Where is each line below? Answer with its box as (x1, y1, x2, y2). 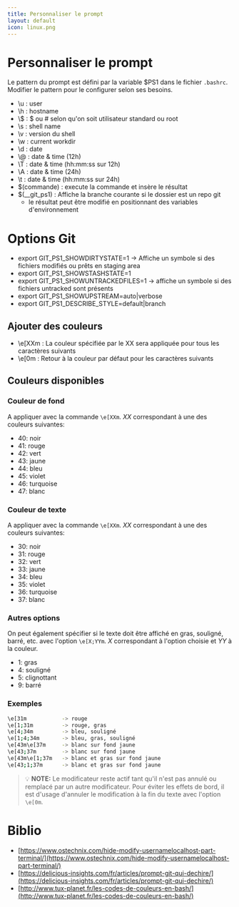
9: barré (17, 681, 41, 690)
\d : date (17, 145, 43, 153)
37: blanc (17, 595, 45, 604)
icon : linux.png (7, 24, 56, 31)
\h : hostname (17, 107, 59, 116)
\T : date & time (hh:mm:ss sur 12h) (17, 160, 121, 168)
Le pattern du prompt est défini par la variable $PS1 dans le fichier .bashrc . (7, 78, 228, 86)
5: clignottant (17, 673, 57, 682)
